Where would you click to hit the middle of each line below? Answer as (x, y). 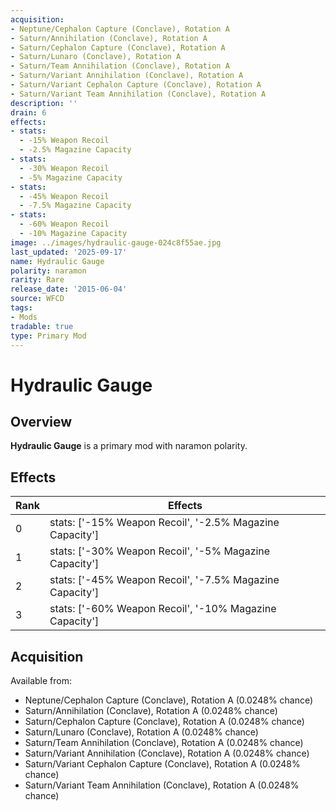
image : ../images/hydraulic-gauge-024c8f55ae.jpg (116, 242)
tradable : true (42, 326)
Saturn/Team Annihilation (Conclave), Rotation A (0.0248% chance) (164, 742)
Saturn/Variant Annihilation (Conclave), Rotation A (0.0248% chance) (167, 753)
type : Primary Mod (48, 336)
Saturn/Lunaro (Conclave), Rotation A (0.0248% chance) (141, 732)
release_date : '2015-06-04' (69, 289)
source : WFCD (37, 299)
